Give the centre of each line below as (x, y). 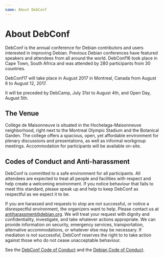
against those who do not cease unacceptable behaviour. (63, 240)
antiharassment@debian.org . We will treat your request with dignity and (77, 214)
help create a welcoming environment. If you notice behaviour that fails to (79, 184)
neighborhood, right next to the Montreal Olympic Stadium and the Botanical (82, 130)
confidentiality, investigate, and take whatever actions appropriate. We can (80, 220)
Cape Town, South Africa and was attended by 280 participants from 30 (78, 63)
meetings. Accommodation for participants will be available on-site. (73, 146)
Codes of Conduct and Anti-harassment (68, 161)
